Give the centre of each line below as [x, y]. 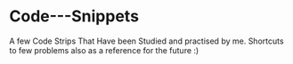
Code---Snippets [74, 16]
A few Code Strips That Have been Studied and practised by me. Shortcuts [146, 41]
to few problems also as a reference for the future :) [104, 50]
